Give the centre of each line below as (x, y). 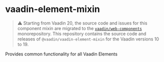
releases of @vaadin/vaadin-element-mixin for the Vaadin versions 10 (88, 39)
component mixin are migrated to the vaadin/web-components (80, 28)
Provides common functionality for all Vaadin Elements (61, 54)
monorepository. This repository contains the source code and (82, 33)
